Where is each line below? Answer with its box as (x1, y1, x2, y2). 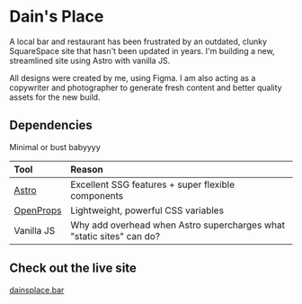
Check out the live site (9, 261, 138, 276)
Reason (70, 163, 103, 175)
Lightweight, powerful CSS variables (70, 204, 225, 217)
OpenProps (13, 204, 62, 217)
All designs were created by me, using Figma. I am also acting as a (9, 72, 256, 83)
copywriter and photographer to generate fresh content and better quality (9, 82, 282, 93)
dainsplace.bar (9, 284, 65, 295)
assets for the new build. (9, 92, 101, 103)
